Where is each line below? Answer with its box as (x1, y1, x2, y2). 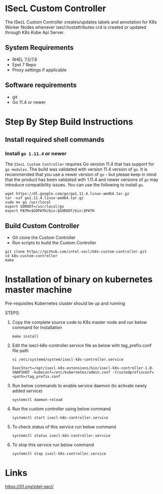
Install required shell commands (5, 136, 105, 144)
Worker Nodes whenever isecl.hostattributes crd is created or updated (5, 24, 147, 30)
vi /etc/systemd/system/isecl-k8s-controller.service (12, 357, 124, 362)
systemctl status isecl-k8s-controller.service (12, 434, 110, 438)
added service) (12, 388, 43, 394)
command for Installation (12, 325, 62, 331)
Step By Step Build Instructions (5, 116, 133, 127)
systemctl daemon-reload (12, 397, 63, 402)
